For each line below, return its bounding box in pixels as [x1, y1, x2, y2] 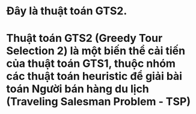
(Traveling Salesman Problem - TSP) [6, 95, 191, 109]
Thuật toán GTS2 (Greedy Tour [6, 32, 163, 45]
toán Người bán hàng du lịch [6, 82, 149, 96]
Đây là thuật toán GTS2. [6, 4, 127, 18]
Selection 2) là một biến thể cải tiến [6, 44, 185, 58]
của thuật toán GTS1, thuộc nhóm [6, 57, 176, 70]
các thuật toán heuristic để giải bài [6, 70, 182, 83]
